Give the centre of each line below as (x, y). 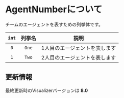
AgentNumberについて (54, 9)
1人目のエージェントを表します (79, 48)
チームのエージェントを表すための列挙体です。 (54, 24)
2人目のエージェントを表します (79, 57)
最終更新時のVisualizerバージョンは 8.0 (47, 90)
